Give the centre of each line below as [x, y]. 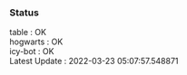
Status [24, 13]
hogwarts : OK [36, 42]
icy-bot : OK [32, 52]
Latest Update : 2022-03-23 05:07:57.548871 [94, 61]
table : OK [28, 33]
